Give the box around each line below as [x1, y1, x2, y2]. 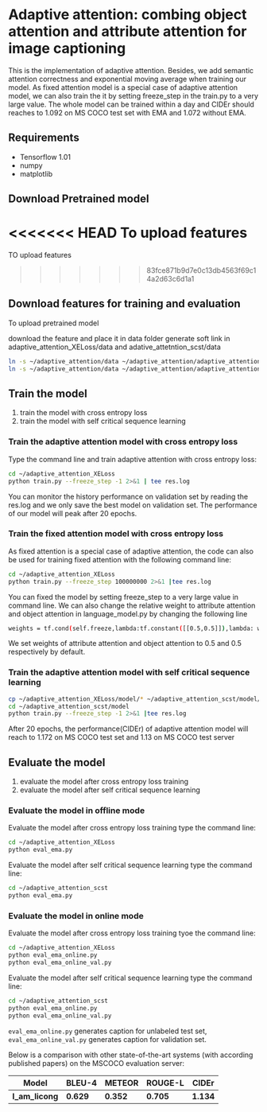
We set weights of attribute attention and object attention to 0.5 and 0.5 [8, 639, 242, 648]
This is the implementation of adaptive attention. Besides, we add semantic [8, 65, 254, 75]
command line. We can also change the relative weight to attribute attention [8, 601, 256, 610]
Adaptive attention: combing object [8, 6, 247, 24]
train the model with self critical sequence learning [19, 416, 187, 426]
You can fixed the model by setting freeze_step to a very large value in [8, 592, 239, 601]
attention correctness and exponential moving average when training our [8, 74, 246, 84]
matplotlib [19, 169, 53, 178]
